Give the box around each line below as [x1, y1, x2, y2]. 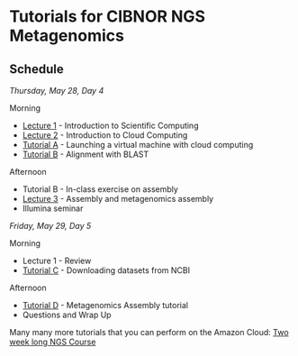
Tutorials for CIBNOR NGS [9, 6, 205, 27]
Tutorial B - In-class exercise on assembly [22, 184, 178, 195]
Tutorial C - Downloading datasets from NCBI [22, 265, 191, 276]
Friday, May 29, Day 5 [9, 221, 92, 231]
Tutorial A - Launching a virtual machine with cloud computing [22, 140, 254, 150]
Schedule [9, 61, 65, 77]
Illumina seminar [22, 203, 84, 214]
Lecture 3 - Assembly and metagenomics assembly [22, 194, 214, 204]
